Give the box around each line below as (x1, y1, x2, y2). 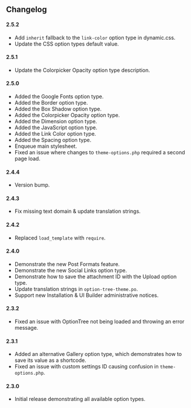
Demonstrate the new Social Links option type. (14, 267, 127, 274)
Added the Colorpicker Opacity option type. (14, 112, 120, 119)
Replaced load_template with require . (14, 234, 106, 241)
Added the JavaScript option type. (14, 124, 98, 131)
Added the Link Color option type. (14, 130, 96, 137)
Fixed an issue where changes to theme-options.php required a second (14, 149, 185, 155)
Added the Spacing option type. (14, 137, 92, 143)
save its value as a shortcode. (14, 357, 86, 364)
